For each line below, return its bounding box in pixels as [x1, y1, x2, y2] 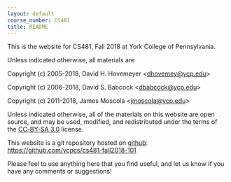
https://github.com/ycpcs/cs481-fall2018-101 [7, 146, 136, 155]
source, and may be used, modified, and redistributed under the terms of [7, 118, 218, 126]
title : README [7, 23, 49, 30]
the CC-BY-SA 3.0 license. [7, 125, 84, 134]
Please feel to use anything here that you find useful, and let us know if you [7, 160, 225, 168]
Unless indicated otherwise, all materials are [7, 56, 135, 64]
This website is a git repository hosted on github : [7, 139, 148, 147]
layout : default [7, 10, 55, 17]
